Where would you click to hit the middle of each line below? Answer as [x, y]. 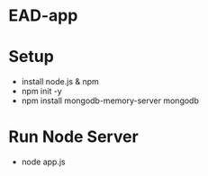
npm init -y [41, 92]
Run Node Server [73, 137]
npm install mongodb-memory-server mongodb [110, 101]
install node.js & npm [60, 82]
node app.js [43, 162]
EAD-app [43, 16]
